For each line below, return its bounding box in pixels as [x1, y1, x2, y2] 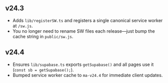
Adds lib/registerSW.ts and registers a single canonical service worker [12, 17, 163, 23]
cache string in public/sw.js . [12, 33, 74, 39]
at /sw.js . [12, 23, 33, 29]
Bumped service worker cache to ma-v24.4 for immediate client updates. [12, 72, 163, 78]
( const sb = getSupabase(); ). [12, 66, 74, 72]
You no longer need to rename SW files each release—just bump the [12, 28, 155, 34]
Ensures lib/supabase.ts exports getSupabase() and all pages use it [12, 61, 154, 67]
